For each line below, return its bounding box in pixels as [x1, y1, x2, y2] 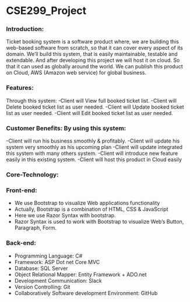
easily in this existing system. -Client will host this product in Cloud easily [6, 156, 182, 163]
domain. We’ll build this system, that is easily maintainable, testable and [6, 51, 178, 58]
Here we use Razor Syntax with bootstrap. [14, 212, 116, 219]
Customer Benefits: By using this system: [6, 124, 126, 132]
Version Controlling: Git [14, 283, 71, 290]
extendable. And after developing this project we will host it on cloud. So [6, 57, 180, 64]
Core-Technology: [6, 171, 59, 179]
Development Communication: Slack [14, 277, 102, 284]
